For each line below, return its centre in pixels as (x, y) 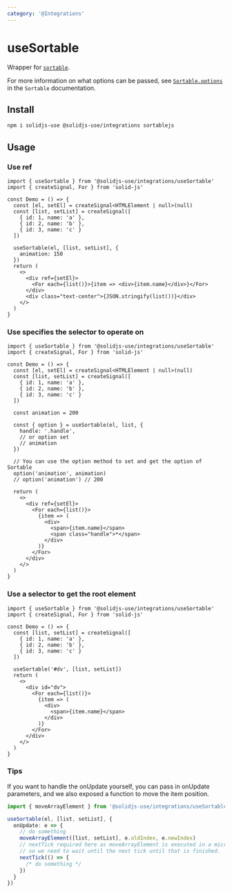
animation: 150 (41, 254)
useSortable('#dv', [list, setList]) (68, 669)
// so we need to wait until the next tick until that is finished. (120, 851)
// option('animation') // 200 (58, 480)
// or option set (45, 437)
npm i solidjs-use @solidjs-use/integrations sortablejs (91, 125)
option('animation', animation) (60, 474)
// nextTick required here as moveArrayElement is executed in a (116, 845)
